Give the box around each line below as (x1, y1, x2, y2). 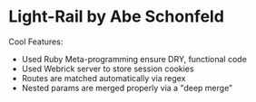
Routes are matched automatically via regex (21, 72, 186, 83)
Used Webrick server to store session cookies (21, 63, 194, 74)
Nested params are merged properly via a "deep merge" (21, 82, 233, 93)
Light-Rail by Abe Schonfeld (8, 6, 224, 27)
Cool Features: (8, 36, 64, 47)
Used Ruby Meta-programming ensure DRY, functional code (21, 53, 247, 64)
